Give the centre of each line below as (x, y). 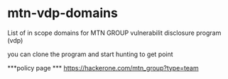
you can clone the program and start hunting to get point (90, 54)
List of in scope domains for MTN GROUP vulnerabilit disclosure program (114, 33)
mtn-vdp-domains (63, 13)
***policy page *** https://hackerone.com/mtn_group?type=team (103, 68)
